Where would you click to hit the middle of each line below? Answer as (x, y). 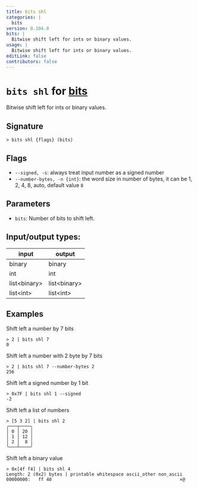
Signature (25, 126)
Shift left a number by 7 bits (40, 328)
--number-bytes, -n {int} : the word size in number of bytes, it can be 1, (103, 179)
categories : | (24, 17)
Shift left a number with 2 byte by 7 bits (54, 356)
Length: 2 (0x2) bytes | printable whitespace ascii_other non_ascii (95, 474)
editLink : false (26, 56)
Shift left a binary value (35, 458)
